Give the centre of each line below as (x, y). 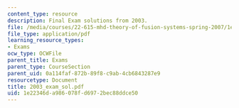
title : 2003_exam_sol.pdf (46, 87)
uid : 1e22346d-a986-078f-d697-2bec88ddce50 (73, 93)
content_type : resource (43, 14)
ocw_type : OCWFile (34, 54)
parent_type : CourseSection (49, 67)
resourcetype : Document (43, 80)
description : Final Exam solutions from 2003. (78, 21)
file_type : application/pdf (49, 34)
